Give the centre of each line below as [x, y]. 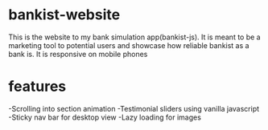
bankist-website [64, 15]
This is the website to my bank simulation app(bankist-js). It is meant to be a [134, 37]
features [37, 87]
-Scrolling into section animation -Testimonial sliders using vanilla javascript [134, 108]
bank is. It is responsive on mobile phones [78, 54]
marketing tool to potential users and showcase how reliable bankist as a [129, 45]
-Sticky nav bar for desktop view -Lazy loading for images [105, 117]
